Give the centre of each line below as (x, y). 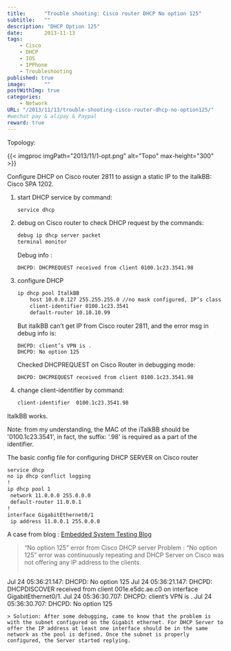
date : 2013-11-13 (41, 33)
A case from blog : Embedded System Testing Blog (79, 534)
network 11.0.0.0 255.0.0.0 (50, 496)
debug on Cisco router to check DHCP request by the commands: (111, 223)
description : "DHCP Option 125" (53, 26)
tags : (15, 39)
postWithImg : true (33, 90)
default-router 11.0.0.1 (46, 502)
